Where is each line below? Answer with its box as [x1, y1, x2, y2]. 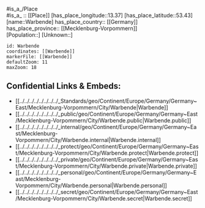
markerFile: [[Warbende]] [6, 54, 72, 60]
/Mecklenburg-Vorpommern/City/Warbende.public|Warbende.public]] [15, 116, 192, 124]
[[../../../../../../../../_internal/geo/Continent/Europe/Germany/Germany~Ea [15, 123, 197, 130]
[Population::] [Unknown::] [6, 31, 73, 39]
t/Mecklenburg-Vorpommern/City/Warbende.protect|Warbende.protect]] [15, 149, 199, 157]
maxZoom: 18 [6, 64, 37, 70]
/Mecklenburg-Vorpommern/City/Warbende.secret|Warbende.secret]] [15, 195, 193, 202]
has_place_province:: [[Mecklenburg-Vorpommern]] [6, 24, 138, 32]
